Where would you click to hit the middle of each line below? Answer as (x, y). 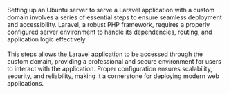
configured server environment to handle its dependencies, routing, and (110, 32)
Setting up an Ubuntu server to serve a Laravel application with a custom (111, 10)
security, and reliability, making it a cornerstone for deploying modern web (113, 76)
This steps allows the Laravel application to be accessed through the (105, 54)
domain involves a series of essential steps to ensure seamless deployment (115, 17)
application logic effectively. (47, 39)
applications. (25, 83)
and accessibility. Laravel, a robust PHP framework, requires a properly (109, 25)
